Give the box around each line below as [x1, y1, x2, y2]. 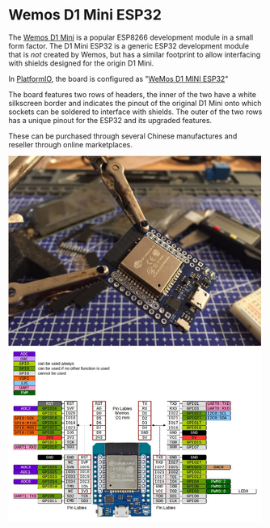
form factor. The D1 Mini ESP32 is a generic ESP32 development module [8, 40, 249, 50]
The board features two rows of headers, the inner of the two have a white [8, 89, 257, 99]
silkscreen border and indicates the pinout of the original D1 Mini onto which [8, 98, 262, 108]
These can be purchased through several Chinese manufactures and [8, 131, 238, 141]
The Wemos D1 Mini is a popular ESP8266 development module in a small [8, 32, 254, 42]
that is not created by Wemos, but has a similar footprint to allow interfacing [8, 49, 261, 59]
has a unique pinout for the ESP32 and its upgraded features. [8, 115, 213, 125]
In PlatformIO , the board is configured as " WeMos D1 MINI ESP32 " [8, 74, 229, 83]
